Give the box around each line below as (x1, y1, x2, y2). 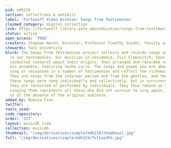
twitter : (5, 102, 24, 107)
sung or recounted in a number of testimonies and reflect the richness (10, 69, 167, 74)
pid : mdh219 (5, 7, 31, 13)
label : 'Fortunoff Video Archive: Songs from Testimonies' (5, 17, 133, 22)
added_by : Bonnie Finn (5, 97, 53, 102)
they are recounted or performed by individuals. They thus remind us (10, 83, 163, 88)
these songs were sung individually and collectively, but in (10, 78, 145, 83)
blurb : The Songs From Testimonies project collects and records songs (5, 50, 160, 55)
